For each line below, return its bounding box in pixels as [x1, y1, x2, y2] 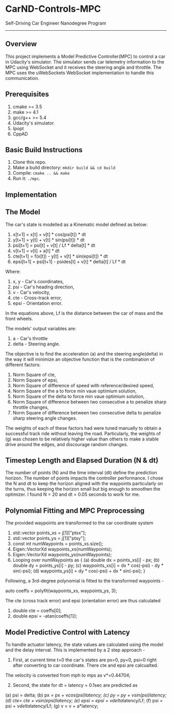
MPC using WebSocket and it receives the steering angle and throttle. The [5, 64, 162, 70]
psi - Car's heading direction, [12, 284, 75, 290]
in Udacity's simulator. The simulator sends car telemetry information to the [5, 58, 165, 65]
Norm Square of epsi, [12, 377, 58, 383]
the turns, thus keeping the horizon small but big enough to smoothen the [5, 486, 160, 492]
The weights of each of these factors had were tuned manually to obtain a [5, 425, 161, 431]
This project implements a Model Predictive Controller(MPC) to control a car [5, 53, 165, 59]
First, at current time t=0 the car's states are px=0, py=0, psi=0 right [12, 657, 157, 663]
